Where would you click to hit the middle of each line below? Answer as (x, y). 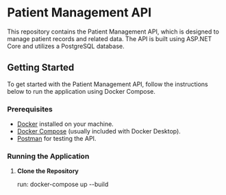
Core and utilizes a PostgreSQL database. (66, 46)
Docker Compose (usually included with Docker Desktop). (99, 131)
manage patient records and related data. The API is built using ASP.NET (110, 38)
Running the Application (48, 156)
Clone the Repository (48, 171)
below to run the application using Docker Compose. (81, 91)
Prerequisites (30, 109)
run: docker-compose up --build (63, 184)
